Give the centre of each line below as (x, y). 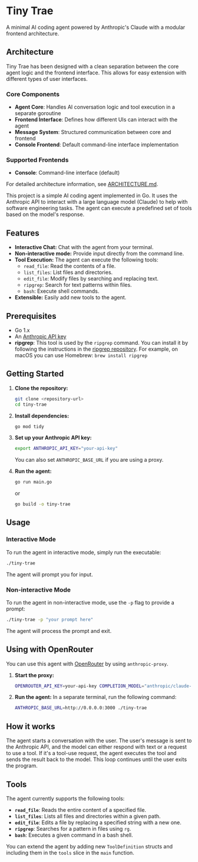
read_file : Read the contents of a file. (70, 266)
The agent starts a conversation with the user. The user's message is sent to (99, 741)
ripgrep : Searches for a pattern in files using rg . (73, 828)
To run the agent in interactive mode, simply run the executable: (84, 552)
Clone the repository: (41, 388)
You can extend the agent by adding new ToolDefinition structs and (89, 846)
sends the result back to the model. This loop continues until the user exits (97, 759)
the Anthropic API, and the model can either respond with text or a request (97, 747)
